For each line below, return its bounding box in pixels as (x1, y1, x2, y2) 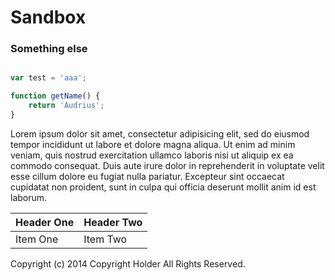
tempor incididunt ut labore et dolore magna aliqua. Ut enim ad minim (10, 138, 296, 150)
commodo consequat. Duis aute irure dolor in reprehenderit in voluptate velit (10, 159, 325, 171)
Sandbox (10, 6, 87, 29)
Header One (15, 215, 75, 229)
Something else (10, 42, 88, 56)
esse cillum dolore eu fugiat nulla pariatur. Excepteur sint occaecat (10, 170, 285, 182)
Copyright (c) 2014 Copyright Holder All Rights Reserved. (10, 257, 246, 270)
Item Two (83, 232, 128, 246)
